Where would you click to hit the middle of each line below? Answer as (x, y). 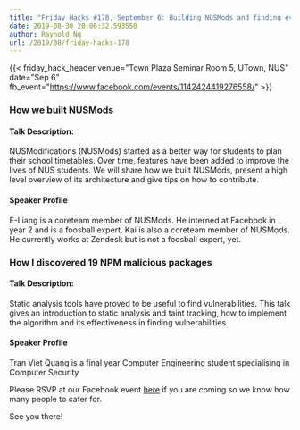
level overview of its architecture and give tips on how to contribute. (134, 180)
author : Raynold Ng (46, 34)
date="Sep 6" (34, 78)
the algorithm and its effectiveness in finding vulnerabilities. (119, 322)
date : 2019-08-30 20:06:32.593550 (74, 26)
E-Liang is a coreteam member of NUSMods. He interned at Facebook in (142, 220)
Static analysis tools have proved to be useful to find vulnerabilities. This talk (150, 303)
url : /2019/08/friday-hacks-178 (69, 42)
